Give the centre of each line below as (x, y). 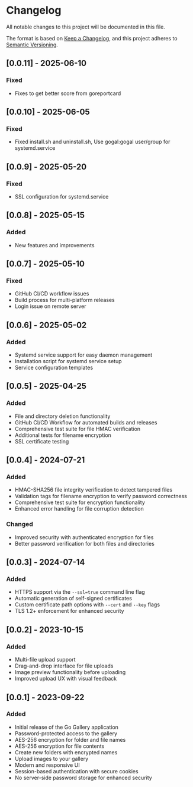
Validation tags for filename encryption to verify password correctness (101, 496)
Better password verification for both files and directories (85, 543)
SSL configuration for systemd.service (62, 196)
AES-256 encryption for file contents (59, 746)
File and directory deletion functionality (62, 416)
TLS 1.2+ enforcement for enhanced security (69, 611)
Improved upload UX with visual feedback (66, 679)
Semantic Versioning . (32, 45)
